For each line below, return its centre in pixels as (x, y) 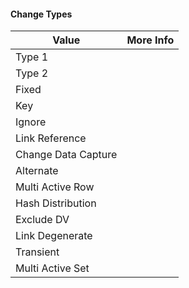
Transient (37, 252)
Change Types (41, 14)
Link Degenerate (54, 236)
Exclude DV (42, 220)
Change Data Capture (66, 155)
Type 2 (32, 73)
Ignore (31, 122)
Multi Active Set (52, 268)
